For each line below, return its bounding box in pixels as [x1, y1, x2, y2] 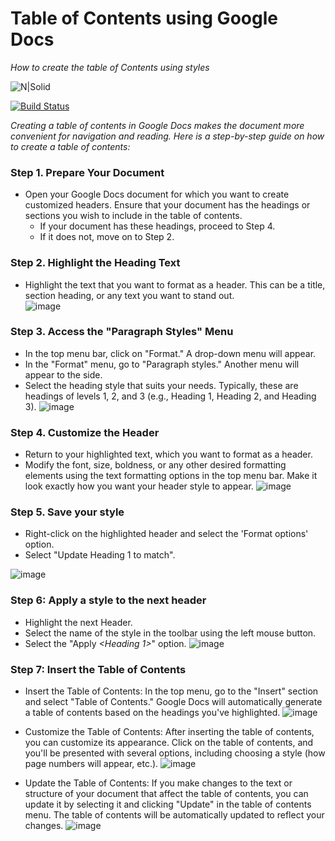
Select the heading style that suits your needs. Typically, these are [24, 379, 299, 391]
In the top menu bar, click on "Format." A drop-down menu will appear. [24, 347, 317, 359]
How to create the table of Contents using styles [10, 61, 210, 73]
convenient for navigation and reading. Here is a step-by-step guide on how [10, 130, 325, 142]
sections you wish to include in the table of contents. [24, 210, 243, 222]
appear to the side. [24, 368, 103, 381]
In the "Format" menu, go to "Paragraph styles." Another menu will [24, 358, 300, 370]
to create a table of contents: [10, 140, 131, 152]
